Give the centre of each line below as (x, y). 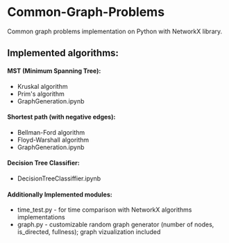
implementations (41, 217)
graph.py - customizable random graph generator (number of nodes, (116, 225)
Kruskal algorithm (42, 86)
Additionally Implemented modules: (60, 194)
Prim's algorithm (41, 94)
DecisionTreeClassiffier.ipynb (59, 178)
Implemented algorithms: (63, 53)
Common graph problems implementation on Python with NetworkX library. (115, 31)
